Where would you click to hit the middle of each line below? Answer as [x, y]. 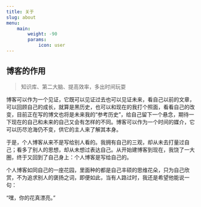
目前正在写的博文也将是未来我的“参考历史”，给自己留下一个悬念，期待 [103, 114]
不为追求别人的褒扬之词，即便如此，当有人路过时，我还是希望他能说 [100, 177]
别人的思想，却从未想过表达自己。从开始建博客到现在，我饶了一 [111, 149]
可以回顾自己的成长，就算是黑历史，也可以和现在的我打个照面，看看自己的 [98, 107]
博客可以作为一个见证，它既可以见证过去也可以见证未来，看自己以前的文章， [100, 99]
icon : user [52, 46]
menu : [13, 23]
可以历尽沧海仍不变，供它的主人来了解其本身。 [64, 129]
